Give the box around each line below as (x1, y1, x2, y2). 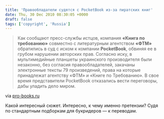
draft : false (5, 17, 32, 22)
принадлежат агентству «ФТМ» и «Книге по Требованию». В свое (17, 72, 159, 78)
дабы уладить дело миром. (17, 83, 76, 89)
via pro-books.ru (5, 93, 40, 99)
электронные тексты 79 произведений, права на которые (17, 67, 141, 73)
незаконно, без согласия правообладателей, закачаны (17, 62, 135, 68)
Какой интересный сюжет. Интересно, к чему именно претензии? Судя (5, 102, 158, 108)
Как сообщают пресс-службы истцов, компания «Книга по (17, 35, 145, 41)
